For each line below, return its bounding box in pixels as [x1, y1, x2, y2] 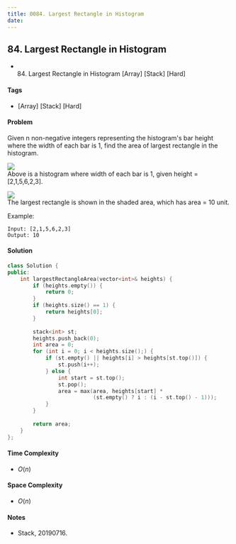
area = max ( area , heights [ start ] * [57, 387, 163, 394]
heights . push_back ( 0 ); [33, 335, 100, 342]
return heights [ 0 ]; [45, 309, 103, 316]
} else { [45, 367, 72, 374]
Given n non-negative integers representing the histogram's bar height [7, 133, 214, 142]
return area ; [33, 420, 72, 428]
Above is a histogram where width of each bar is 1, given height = [7, 170, 198, 178]
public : [7, 269, 30, 276]
